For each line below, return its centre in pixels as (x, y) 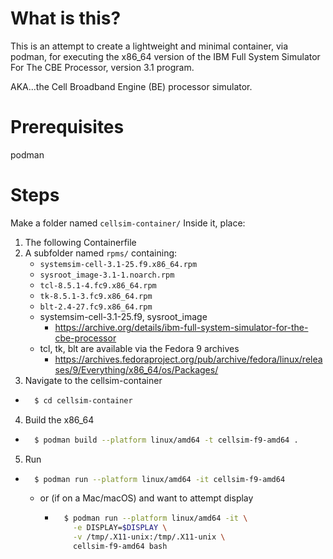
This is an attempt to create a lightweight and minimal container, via (149, 46)
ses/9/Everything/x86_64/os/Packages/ (136, 369)
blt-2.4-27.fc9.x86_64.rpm (96, 307)
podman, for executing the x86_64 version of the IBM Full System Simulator (165, 56)
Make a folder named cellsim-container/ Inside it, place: (128, 223)
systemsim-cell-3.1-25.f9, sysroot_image (123, 316)
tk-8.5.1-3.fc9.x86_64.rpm (96, 296)
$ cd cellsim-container (83, 400)
